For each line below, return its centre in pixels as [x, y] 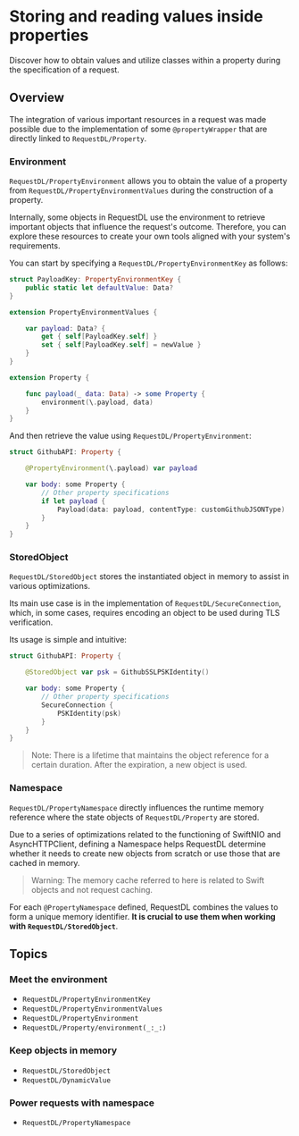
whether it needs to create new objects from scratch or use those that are [145, 853]
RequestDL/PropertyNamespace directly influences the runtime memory [137, 807]
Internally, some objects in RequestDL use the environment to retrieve [137, 217]
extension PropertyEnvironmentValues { [83, 312]
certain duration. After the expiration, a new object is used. [139, 765]
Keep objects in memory [63, 1050]
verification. [31, 622]
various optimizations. [50, 586]
